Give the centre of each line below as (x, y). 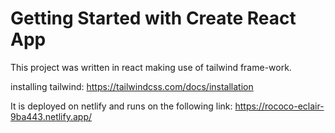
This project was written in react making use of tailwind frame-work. (151, 67)
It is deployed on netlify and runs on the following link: (121, 106)
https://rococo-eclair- (279, 106)
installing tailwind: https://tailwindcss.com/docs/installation (132, 86)
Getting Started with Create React (153, 18)
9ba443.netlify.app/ (51, 116)
